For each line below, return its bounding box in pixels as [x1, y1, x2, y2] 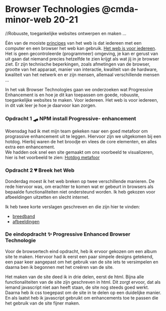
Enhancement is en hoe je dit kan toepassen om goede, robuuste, [5, 92, 140, 98]
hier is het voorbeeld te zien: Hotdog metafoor [5, 155, 100, 161]
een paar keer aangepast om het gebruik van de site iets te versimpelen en [5, 259, 159, 265]
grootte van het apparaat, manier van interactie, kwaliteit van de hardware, [5, 66, 158, 72]
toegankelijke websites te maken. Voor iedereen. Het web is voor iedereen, [5, 97, 159, 103]
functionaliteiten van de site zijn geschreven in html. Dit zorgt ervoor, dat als [5, 279, 161, 285]
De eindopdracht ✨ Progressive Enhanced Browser [5, 231, 131, 238]
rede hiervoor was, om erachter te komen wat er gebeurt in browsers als [5, 184, 154, 189]
